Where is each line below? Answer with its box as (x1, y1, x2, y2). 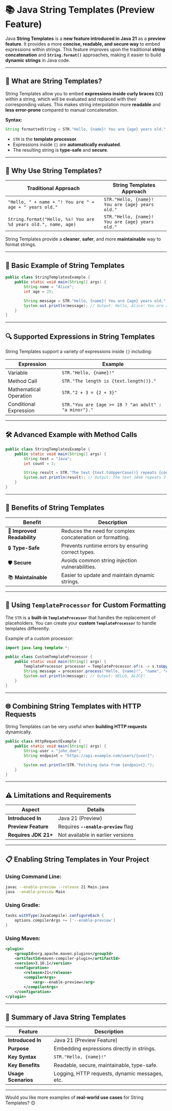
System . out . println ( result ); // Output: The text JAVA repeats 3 (24, 475, 166, 480)
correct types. (61, 548, 95, 555)
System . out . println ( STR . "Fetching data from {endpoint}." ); (24, 762, 155, 768)
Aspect (21, 806, 40, 813)
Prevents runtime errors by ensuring (61, 542, 148, 549)
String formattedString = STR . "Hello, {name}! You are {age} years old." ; (5, 127, 168, 132)
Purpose (8, 1045, 29, 1052)
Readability (8, 533, 36, 541)
